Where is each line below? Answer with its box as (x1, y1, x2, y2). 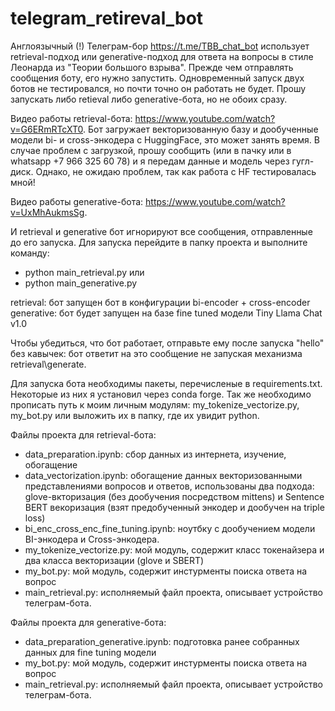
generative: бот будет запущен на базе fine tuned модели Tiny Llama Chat (10, 307, 323, 319)
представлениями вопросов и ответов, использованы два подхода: (24, 480, 315, 492)
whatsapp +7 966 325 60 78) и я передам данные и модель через (10, 155, 290, 167)
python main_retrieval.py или (24, 266, 145, 278)
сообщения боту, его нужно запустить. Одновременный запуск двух (10, 72, 305, 84)
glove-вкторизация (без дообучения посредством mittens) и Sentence (24, 490, 325, 502)
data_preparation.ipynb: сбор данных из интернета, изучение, (24, 448, 287, 460)
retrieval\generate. (10, 358, 87, 370)
